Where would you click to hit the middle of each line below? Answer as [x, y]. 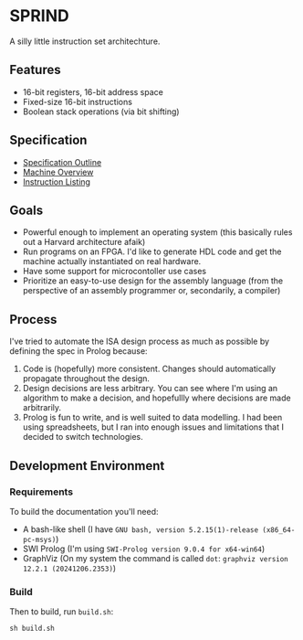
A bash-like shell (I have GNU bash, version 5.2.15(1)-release [140, 529]
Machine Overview [58, 172]
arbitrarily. [42, 408]
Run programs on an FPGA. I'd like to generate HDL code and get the [152, 251]
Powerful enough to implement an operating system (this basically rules [157, 232]
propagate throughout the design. [86, 379]
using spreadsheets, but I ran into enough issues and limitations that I [153, 427]
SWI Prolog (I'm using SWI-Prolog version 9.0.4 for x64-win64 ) [144, 549]
